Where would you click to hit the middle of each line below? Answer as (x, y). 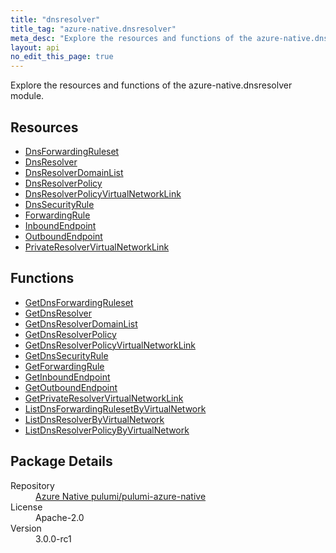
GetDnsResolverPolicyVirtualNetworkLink (110, 345)
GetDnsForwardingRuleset (79, 302)
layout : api (35, 47)
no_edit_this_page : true (62, 57)
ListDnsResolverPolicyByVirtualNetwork (107, 430)
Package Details (61, 461)
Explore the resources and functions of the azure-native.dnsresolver (151, 85)
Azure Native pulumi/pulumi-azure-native (121, 496)
